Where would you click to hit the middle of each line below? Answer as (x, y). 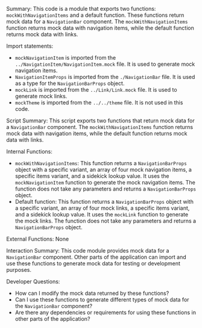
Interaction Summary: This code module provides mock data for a (88, 251)
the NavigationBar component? (53, 306)
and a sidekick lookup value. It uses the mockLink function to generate (102, 214)
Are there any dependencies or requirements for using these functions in (105, 312)
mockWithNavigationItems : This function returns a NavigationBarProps (101, 163)
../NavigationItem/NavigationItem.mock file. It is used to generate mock (105, 64)
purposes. (19, 270)
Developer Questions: (33, 282)
